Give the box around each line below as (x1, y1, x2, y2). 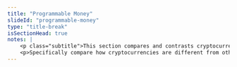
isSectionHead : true (7, 29, 68, 37)
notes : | (7, 36, 33, 43)
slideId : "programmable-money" (7, 17, 99, 24)
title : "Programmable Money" (7, 10, 93, 17)
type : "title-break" (7, 23, 68, 30)
